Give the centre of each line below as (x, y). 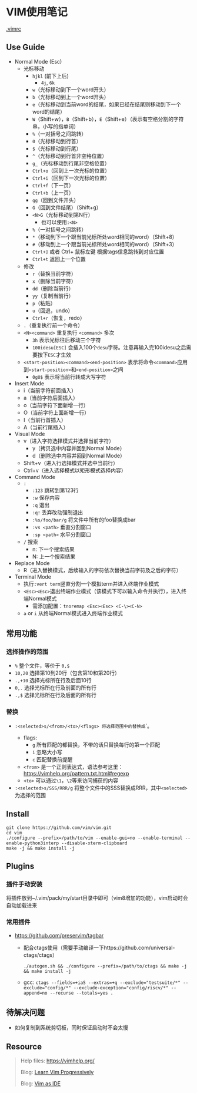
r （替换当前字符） (54, 273)
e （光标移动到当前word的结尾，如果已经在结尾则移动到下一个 (106, 104)
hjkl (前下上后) (51, 76)
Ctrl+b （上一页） (53, 193)
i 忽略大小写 (47, 752)
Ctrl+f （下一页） (53, 185)
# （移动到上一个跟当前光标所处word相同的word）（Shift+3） (105, 244)
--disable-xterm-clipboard (94, 843)
